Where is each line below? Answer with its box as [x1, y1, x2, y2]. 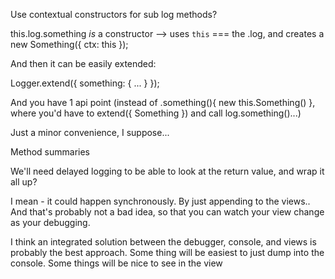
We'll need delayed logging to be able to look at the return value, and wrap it [10, 165, 325, 177]
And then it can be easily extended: [10, 58, 157, 69]
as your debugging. [10, 217, 91, 228]
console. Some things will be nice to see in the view [10, 257, 223, 269]
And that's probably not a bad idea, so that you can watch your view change [10, 206, 325, 218]
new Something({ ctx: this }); [10, 39, 129, 50]
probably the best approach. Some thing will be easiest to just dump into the [10, 247, 325, 258]
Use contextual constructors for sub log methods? [10, 9, 218, 20]
